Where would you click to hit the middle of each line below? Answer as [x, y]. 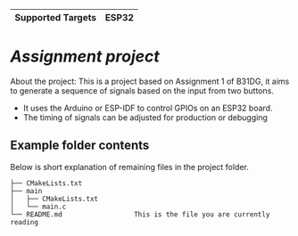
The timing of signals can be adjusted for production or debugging [145, 117]
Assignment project [85, 57]
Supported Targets [56, 17]
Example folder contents [80, 146]
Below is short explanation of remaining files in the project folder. [129, 167]
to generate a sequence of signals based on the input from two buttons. [142, 90]
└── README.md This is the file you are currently [140, 214]
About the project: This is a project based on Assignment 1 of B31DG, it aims [150, 81]
